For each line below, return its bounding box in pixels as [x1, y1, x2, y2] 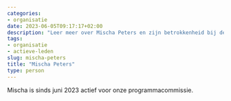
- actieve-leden [7, 48, 54, 55]
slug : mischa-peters [7, 55, 67, 61]
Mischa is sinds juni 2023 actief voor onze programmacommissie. [7, 86, 194, 94]
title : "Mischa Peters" [7, 61, 76, 68]
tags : [7, 35, 23, 42]
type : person [7, 67, 45, 74]
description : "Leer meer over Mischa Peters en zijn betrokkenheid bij [7, 29, 217, 36]
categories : [7, 10, 41, 17]
